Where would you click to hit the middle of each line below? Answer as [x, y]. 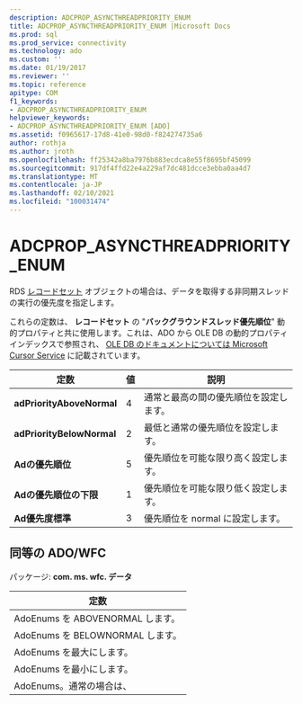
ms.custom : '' [36, 59]
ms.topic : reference [48, 85]
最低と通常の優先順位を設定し [207, 427]
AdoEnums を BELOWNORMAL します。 [98, 635]
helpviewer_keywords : [50, 118]
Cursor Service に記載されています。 [77, 355]
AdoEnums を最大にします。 [74, 652]
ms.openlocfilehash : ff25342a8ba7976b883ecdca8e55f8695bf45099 [130, 160]
